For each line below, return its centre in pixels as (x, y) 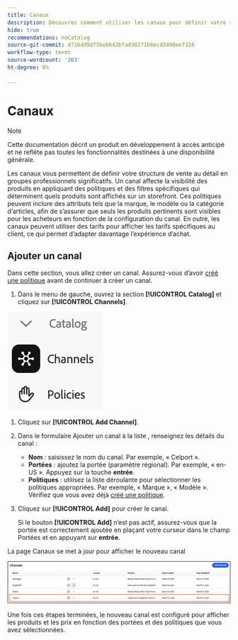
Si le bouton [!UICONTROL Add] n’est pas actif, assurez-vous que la (117, 523)
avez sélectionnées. (36, 630)
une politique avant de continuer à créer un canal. (80, 281)
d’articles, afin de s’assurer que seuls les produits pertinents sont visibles (114, 211)
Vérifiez (39, 495)
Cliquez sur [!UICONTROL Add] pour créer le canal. (93, 509)
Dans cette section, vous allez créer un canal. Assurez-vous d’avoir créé (113, 273)
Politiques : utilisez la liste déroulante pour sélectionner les (114, 480)
